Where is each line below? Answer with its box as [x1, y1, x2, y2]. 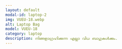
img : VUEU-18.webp [5, 17, 44, 22]
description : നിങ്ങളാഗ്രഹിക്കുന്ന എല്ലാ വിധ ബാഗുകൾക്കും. [5, 36, 118, 41]
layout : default [5, 7, 40, 13]
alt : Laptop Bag [5, 21, 40, 27]
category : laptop [5, 31, 42, 36]
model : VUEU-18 [5, 27, 38, 32]
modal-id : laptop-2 [5, 12, 47, 17]
